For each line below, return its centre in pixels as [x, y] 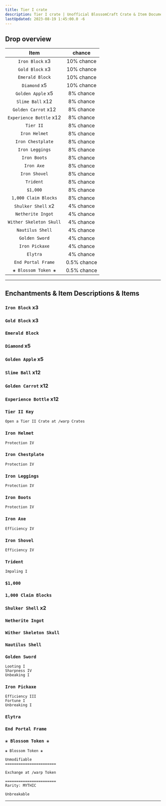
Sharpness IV [19, 671]
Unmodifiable [19, 759]
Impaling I [16, 572]
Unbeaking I [17, 675]
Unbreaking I [19, 705]
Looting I [15, 666]
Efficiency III [21, 697]
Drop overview [28, 39]
